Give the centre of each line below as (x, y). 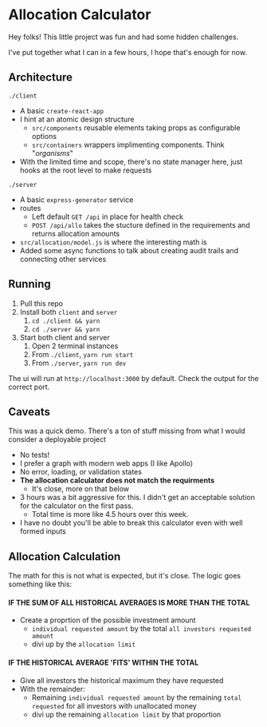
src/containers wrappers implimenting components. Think (128, 145)
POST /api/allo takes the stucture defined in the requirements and (141, 224)
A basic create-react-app (62, 110)
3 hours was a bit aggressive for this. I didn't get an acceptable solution (137, 498)
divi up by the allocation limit (84, 644)
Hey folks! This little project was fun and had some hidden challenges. (124, 37)
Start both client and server (65, 337)
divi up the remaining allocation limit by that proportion (126, 714)
